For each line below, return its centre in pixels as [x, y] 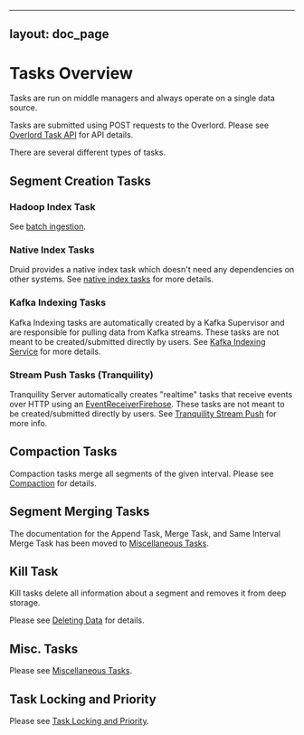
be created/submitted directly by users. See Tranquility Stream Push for [143, 414]
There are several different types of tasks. [87, 153]
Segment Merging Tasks [80, 512]
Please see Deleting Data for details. [77, 620]
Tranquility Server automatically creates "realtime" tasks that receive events [151, 394]
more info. [28, 423]
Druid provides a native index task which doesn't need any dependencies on [152, 270]
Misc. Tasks [44, 649]
